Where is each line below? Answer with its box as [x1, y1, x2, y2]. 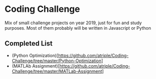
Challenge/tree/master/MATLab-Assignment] [11, 68, 104, 74]
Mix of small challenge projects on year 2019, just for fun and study [4, 20, 142, 26]
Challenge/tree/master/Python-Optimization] [11, 58, 104, 64]
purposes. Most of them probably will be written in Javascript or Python [4, 25, 152, 31]
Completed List [4, 39, 53, 48]
